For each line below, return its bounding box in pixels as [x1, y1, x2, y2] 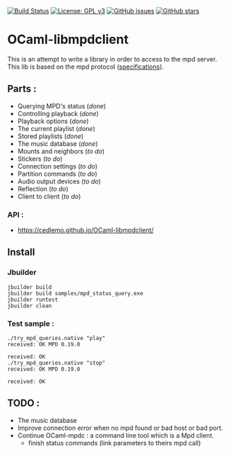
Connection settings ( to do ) [17, 161, 97, 170]
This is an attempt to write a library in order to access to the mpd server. [7, 55, 217, 63]
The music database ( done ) [17, 139, 99, 148]
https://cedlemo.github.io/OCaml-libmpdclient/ [17, 226, 154, 234]
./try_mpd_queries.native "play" [7, 335, 106, 342]
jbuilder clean [7, 302, 52, 310]
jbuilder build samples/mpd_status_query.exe [7, 290, 143, 297]
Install [7, 246, 35, 259]
